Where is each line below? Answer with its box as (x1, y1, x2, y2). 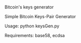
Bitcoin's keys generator (4, 4, 54, 10)
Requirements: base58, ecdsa (4, 33, 65, 38)
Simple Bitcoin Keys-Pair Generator (4, 14, 76, 19)
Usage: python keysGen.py (4, 23, 59, 29)
